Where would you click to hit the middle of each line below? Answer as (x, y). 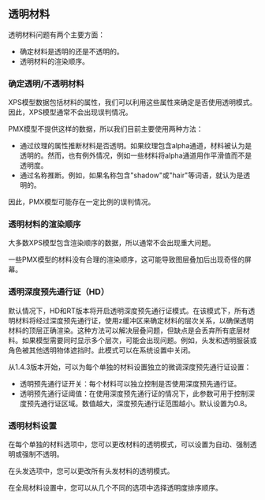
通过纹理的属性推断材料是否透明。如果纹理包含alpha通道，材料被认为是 (136, 146)
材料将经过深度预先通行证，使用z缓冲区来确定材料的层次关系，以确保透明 (134, 320)
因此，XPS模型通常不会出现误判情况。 (70, 112)
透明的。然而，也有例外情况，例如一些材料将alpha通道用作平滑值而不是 (136, 155)
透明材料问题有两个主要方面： (56, 35)
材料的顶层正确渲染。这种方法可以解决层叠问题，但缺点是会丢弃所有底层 (125, 330)
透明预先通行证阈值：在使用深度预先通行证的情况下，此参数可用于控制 (134, 394)
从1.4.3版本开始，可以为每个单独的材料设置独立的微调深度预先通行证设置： (130, 367)
